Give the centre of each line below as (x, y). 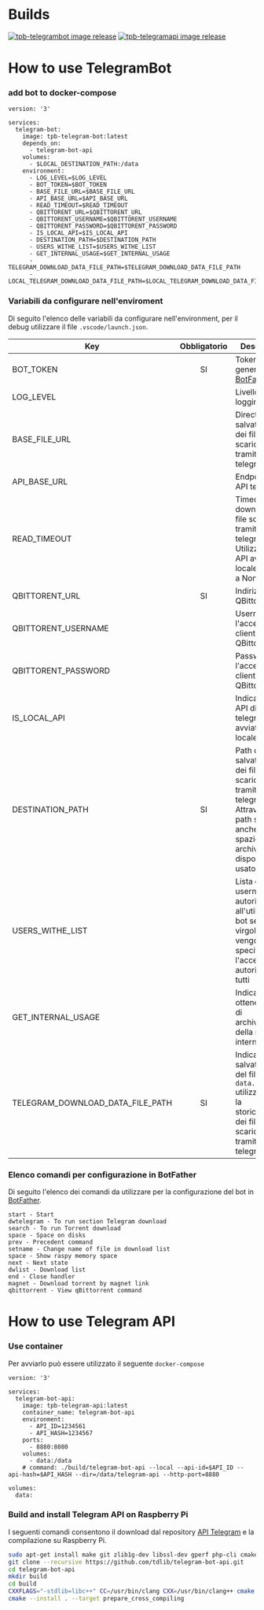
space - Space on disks (47, 1235)
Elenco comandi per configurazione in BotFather (103, 1174)
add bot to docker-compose (62, 93)
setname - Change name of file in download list (89, 1249)
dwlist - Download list (47, 1270)
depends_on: (42, 143)
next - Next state (38, 1263)
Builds (29, 15)
